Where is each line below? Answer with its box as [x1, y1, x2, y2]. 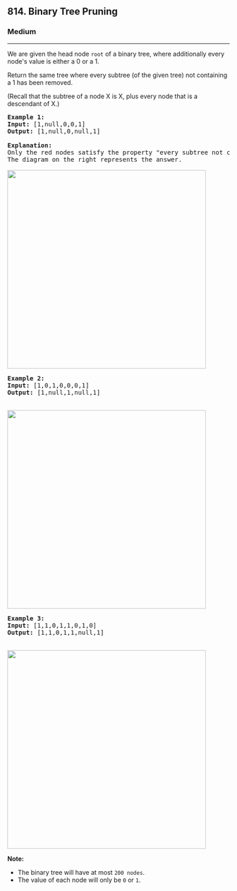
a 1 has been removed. [7, 78, 73, 87]
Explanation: [7, 141, 53, 149]
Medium [7, 27, 37, 37]
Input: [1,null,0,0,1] [7, 120, 86, 128]
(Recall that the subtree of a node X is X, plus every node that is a [7, 92, 198, 100]
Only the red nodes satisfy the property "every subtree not [7, 148, 224, 156]
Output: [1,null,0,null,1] [7, 127, 101, 135]
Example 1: [7, 113, 45, 121]
